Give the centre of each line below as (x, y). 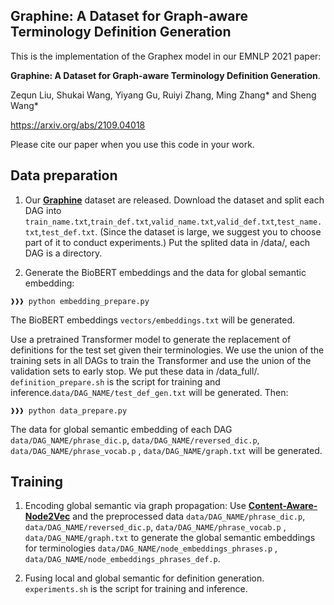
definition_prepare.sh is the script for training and (115, 381)
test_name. (299, 222)
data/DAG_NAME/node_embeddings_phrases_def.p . (122, 559)
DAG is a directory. (63, 253)
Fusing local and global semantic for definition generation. (144, 578)
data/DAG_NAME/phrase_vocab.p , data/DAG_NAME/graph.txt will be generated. (166, 450)
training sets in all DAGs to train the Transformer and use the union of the (161, 360)
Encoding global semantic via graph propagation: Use (135, 506)
